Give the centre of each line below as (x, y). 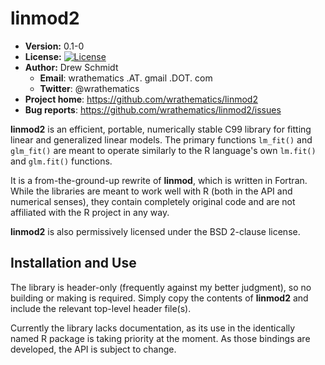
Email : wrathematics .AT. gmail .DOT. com (126, 78)
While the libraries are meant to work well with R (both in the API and (151, 191)
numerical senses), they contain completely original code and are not (153, 201)
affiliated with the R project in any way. (90, 212)
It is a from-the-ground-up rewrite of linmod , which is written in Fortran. (159, 180)
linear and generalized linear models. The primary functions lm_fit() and (161, 139)
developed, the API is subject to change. (93, 349)
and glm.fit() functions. (61, 161)
